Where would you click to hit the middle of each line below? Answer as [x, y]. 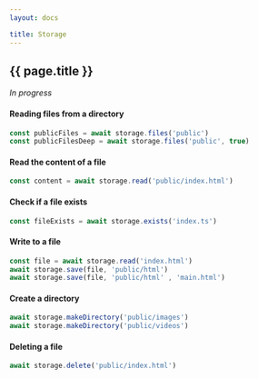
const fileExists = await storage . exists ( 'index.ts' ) [114, 221]
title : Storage [38, 34]
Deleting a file [36, 346]
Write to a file [35, 242]
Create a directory [45, 298]
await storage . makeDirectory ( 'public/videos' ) [99, 326]
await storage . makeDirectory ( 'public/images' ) [99, 318]
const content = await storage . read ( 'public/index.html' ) [121, 181]
